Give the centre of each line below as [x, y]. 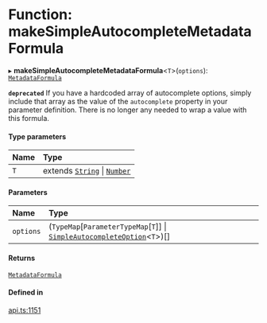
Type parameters [37, 136]
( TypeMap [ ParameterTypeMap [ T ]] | [108, 227]
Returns [22, 258]
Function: [41, 15]
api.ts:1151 [25, 310]
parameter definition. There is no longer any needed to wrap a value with [128, 110]
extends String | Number [87, 171]
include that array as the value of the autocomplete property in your [118, 101]
